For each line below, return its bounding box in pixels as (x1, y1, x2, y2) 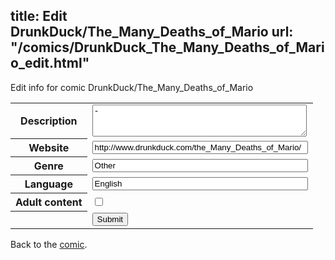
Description (20, 114, 78, 128)
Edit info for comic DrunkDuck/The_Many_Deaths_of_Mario (10, 81, 254, 93)
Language (24, 177, 73, 191)
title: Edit (10, 8, 68, 25)
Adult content (15, 195, 83, 209)
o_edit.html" (10, 55, 90, 72)
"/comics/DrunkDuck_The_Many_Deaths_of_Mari (10, 39, 325, 56)
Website (28, 141, 70, 155)
